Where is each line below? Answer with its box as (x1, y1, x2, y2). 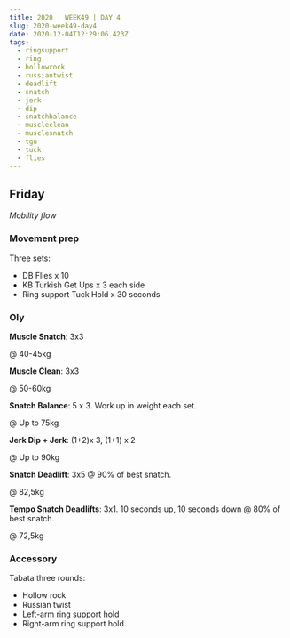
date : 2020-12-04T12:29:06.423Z (9, 29, 129, 38)
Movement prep (9, 232, 80, 245)
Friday (9, 186, 45, 201)
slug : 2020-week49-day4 (9, 21, 98, 30)
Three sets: (9, 253, 51, 263)
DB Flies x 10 (21, 270, 69, 280)
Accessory (9, 553, 58, 565)
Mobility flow (9, 210, 57, 221)
